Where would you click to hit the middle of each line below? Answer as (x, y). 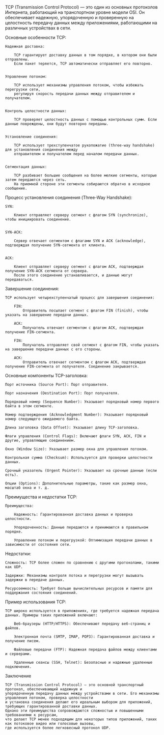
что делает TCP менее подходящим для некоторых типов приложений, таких (81, 719)
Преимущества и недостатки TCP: (41, 497)
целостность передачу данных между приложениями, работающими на (81, 23)
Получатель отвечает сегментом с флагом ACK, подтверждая (83, 328)
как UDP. (14, 567)
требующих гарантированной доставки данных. (51, 707)
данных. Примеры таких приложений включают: (51, 615)
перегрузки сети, (23, 89)
